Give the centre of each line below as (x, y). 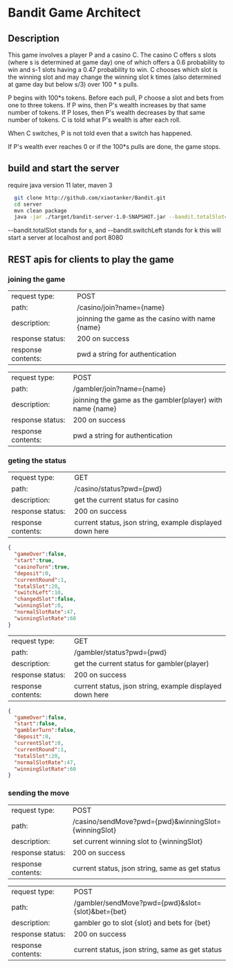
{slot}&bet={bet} (100, 911)
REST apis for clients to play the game (91, 259)
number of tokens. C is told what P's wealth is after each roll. (94, 120)
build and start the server (64, 169)
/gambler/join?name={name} (119, 389)
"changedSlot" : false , (45, 599)
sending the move (39, 793)
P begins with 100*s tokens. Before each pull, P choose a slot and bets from (116, 98)
